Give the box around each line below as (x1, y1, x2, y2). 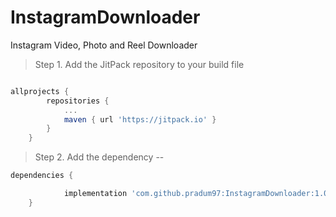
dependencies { (10, 171, 74, 181)
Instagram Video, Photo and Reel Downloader (10, 39, 198, 51)
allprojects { (10, 86, 70, 96)
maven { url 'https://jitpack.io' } (63, 114, 217, 125)
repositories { (46, 96, 110, 106)
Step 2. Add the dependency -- (34, 151, 165, 163)
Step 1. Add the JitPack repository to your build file (34, 58, 245, 70)
